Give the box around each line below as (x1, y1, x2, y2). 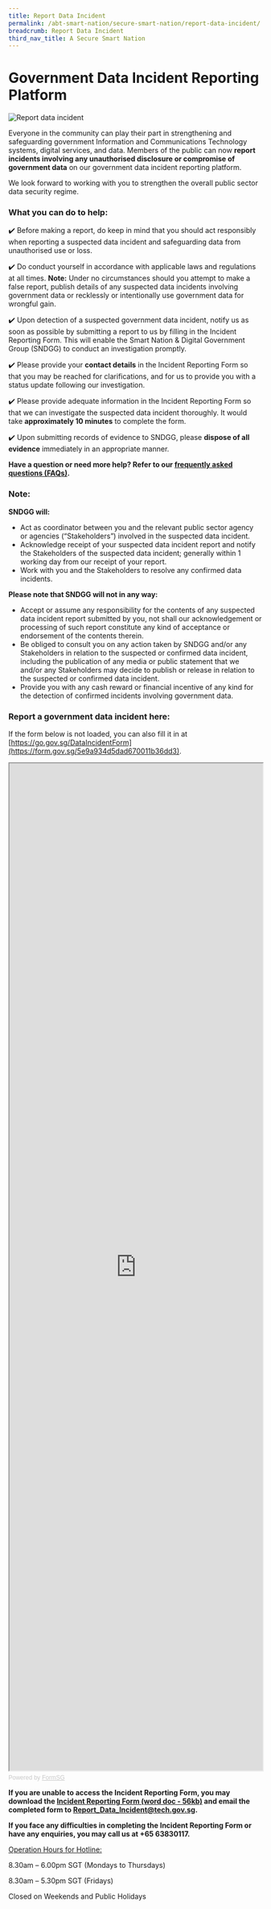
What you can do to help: (8, 207, 109, 218)
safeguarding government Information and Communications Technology (8, 137, 248, 147)
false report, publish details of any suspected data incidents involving (8, 282, 239, 292)
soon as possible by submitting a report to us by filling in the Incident (8, 327, 237, 337)
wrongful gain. (8, 299, 56, 309)
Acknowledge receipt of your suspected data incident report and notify (19, 539, 256, 549)
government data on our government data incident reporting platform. (8, 163, 242, 172)
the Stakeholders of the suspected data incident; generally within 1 (19, 548, 241, 558)
